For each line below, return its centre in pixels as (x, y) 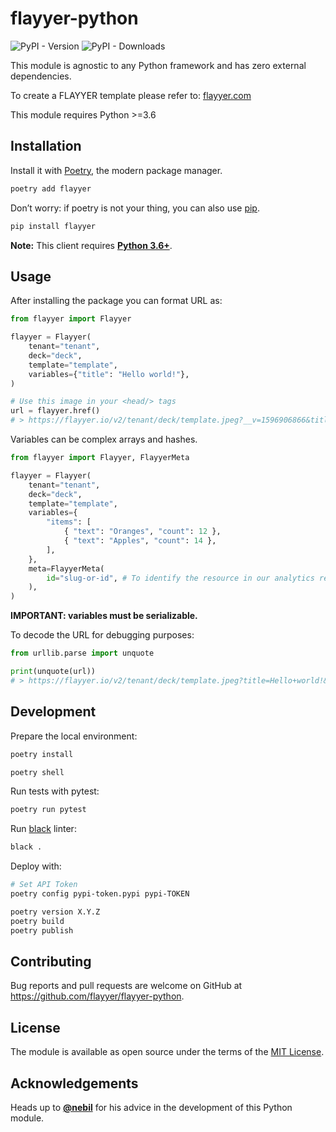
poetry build (37, 921)
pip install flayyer (53, 226)
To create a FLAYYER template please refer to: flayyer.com (131, 95)
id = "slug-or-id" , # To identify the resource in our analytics (180, 578)
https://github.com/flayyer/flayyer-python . (97, 996)
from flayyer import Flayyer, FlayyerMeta (100, 458)
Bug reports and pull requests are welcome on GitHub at (126, 986)
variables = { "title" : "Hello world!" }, (109, 374)
